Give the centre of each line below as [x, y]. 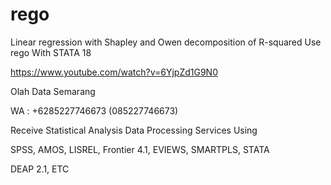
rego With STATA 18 [51, 52]
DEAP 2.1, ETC [40, 169]
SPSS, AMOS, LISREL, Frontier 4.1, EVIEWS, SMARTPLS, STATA [140, 149]
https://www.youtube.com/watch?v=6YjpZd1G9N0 [114, 72]
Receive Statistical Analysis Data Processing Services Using [134, 130]
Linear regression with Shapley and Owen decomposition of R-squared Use [166, 42]
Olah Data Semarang [53, 91]
